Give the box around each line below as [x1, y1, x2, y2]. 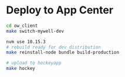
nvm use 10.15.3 [6, 38, 46, 44]
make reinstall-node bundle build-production [6, 50, 119, 55]
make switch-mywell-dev [6, 28, 65, 34]
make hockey [6, 65, 35, 72]
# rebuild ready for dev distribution [6, 44, 101, 50]
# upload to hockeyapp [6, 60, 62, 66]
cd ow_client [6, 23, 38, 29]
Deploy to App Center [6, 3, 113, 17]
